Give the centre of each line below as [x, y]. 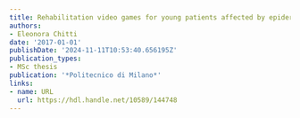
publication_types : [46, 59]
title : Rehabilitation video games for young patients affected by [137, 17]
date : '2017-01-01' [46, 42]
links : [21, 83]
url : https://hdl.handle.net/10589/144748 [97, 100]
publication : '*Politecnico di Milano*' [86, 75]
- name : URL [31, 91]
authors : [25, 26]
